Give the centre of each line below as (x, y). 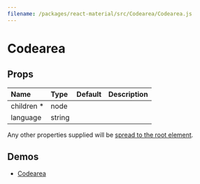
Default (89, 94)
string (60, 117)
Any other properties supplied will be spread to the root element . (100, 135)
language (26, 117)
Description (128, 94)
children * (27, 106)
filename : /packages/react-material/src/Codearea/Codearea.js (100, 14)
